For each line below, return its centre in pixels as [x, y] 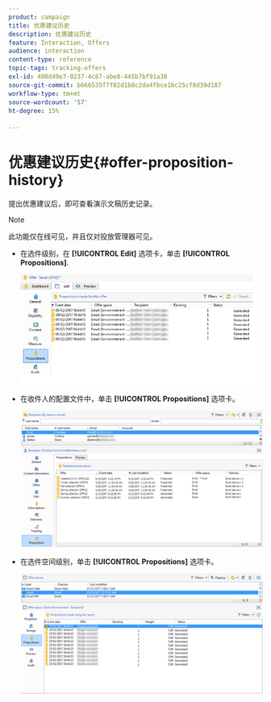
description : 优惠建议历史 [50, 34]
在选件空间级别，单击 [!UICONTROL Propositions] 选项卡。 [119, 562]
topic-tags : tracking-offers [57, 69]
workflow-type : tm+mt [45, 94]
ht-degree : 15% [34, 111]
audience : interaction [46, 51]
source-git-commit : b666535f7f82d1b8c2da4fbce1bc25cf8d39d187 [115, 85]
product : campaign [39, 17]
